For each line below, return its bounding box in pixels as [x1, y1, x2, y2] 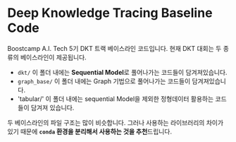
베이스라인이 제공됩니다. [20, 53, 87, 61]
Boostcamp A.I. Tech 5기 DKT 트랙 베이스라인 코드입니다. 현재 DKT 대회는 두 [7, 44, 222, 52]
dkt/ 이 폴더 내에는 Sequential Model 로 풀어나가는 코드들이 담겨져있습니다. [17, 68, 228, 76]
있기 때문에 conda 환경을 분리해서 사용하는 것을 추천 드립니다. [7, 127, 173, 136]
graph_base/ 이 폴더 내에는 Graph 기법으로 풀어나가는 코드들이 [17, 76, 191, 85]
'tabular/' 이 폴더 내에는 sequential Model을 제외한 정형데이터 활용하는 [17, 94, 214, 103]
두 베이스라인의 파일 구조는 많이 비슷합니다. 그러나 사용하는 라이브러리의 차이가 [7, 118, 224, 126]
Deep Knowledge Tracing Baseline [7, 5, 213, 21]
